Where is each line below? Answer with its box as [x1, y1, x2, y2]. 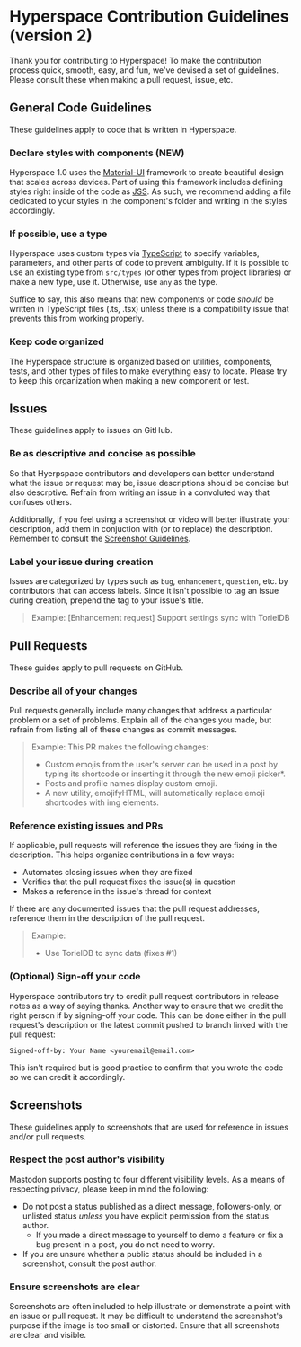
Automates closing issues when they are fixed [22, 867, 193, 878]
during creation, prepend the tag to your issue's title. [9, 595, 204, 606]
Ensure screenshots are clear [9, 1281, 140, 1293]
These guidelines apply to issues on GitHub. [9, 425, 173, 436]
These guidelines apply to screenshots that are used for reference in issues [9, 1121, 289, 1132]
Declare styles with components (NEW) [9, 146, 185, 159]
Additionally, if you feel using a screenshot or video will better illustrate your [9, 514, 290, 525]
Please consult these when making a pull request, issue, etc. [9, 74, 234, 84]
